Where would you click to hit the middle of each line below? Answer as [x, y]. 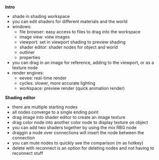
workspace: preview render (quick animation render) [72, 88]
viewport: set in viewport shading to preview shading [72, 42]
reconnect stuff [27, 153]
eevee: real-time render [43, 78]
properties [30, 57]
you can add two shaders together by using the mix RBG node [74, 127]
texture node [25, 68]
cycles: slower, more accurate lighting [57, 83]
